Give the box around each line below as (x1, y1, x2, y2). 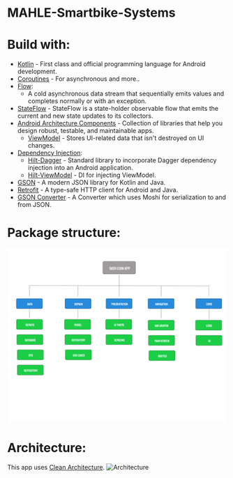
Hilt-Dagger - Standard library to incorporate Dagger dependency (27, 156, 217, 164)
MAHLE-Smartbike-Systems (7, 5, 176, 21)
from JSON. (17, 201, 52, 209)
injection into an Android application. (27, 164, 134, 172)
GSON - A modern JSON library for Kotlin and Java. (17, 178, 166, 187)
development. (17, 68, 57, 76)
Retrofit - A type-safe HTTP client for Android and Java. (17, 186, 179, 194)
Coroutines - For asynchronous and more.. (17, 75, 140, 83)
